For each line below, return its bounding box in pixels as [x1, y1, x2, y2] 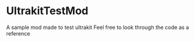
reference [6, 30, 31, 37]
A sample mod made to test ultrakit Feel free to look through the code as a [6, 24, 190, 31]
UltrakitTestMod [6, 4, 89, 18]
